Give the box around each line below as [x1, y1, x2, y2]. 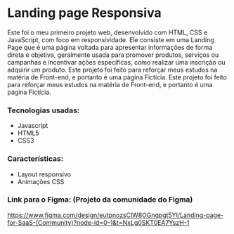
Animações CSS [17, 177, 65, 186]
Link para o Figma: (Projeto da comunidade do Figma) [7, 195, 193, 204]
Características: [7, 154, 64, 164]
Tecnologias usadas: [7, 105, 80, 115]
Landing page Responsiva [7, 5, 162, 21]
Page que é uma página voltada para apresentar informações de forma [7, 43, 213, 51]
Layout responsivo [17, 170, 72, 178]
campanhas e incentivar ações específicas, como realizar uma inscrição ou [7, 58, 226, 66]
